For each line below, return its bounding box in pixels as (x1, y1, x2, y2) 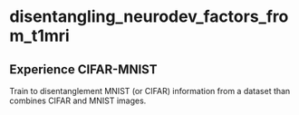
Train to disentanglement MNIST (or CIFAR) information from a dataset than (9, 86, 291, 96)
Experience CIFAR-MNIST (9, 62, 158, 77)
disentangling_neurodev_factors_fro (9, 6, 289, 27)
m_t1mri (9, 25, 70, 46)
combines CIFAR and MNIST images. (9, 95, 147, 106)
